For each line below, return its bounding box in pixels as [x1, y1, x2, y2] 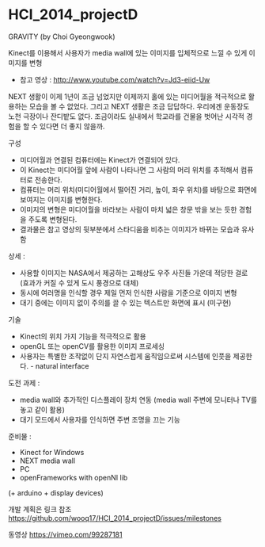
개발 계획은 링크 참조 [8, 504, 72, 514]
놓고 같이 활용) [19, 404, 66, 414]
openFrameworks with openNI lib [19, 472, 128, 482]
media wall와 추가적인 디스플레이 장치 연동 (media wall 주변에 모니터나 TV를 [19, 395, 258, 404]
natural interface [35, 361, 89, 370]
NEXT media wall [19, 456, 76, 465]
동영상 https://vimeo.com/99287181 [8, 530, 123, 539]
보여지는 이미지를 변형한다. [19, 194, 103, 204]
